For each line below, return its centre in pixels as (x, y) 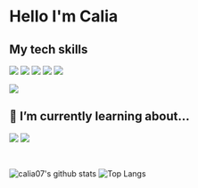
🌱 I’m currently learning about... (99, 116)
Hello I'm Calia (64, 16)
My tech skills (49, 49)
